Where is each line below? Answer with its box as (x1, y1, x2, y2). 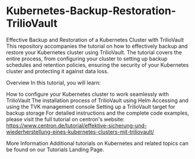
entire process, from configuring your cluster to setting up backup (6, 55, 168, 62)
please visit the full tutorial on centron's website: (6, 115, 125, 122)
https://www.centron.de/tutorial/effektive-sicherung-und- (6, 122, 147, 129)
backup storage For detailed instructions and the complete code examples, (6, 109, 190, 116)
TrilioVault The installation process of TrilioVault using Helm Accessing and (6, 96, 188, 104)
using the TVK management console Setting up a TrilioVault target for (6, 103, 176, 110)
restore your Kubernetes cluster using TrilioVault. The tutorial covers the (6, 48, 182, 56)
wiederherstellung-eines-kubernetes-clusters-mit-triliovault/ (6, 128, 154, 135)
